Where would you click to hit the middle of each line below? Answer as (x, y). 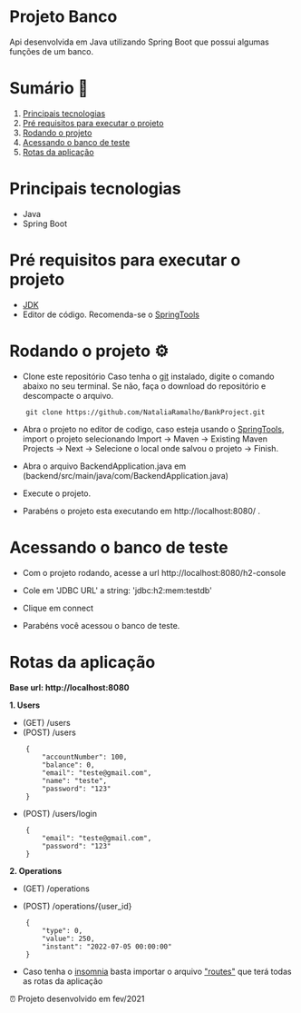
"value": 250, (68, 939)
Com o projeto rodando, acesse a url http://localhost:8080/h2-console (154, 572)
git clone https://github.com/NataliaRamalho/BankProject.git (146, 412)
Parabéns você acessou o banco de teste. (101, 625)
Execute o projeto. (57, 493)
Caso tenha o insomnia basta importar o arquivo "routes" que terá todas (157, 971)
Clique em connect (58, 608)
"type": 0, (63, 930)
